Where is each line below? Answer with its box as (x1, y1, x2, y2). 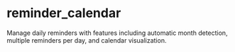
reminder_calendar (6, 5, 121, 21)
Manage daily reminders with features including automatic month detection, (6, 28, 228, 37)
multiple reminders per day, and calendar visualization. (6, 36, 167, 44)
